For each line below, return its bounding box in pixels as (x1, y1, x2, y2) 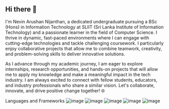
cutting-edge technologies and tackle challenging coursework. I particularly (5, 40, 164, 46)
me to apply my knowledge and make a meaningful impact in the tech (5, 71, 151, 78)
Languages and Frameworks (5, 97, 65, 104)
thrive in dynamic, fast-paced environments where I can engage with (5, 34, 150, 41)
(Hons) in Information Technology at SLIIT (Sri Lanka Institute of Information (5, 24, 164, 30)
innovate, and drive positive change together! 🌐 (5, 87, 105, 94)
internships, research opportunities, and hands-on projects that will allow (5, 66, 158, 72)
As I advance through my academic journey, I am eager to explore (5, 60, 143, 66)
